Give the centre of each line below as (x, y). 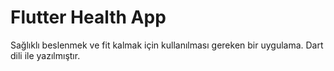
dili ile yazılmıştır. (45, 55)
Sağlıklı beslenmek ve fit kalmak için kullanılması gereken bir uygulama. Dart (167, 45)
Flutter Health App (88, 17)
